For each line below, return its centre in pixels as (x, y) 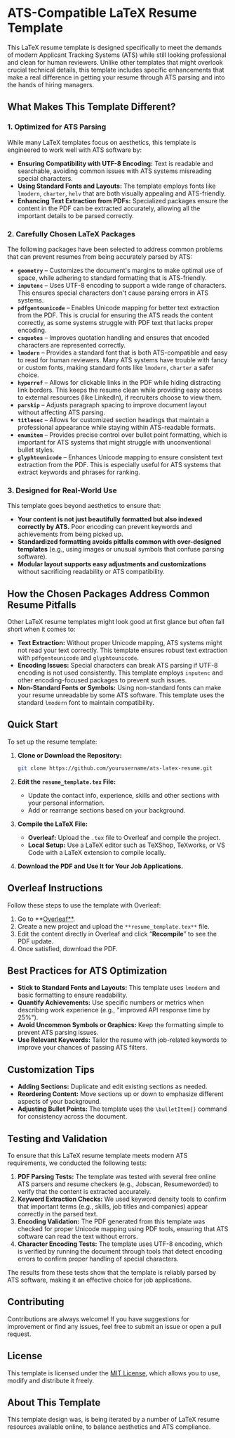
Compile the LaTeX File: (52, 824)
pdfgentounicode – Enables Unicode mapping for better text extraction (118, 307)
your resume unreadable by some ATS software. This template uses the (121, 695)
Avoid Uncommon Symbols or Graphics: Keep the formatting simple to (121, 1025)
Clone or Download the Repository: (69, 755)
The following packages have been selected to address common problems (115, 249)
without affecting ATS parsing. (61, 412)
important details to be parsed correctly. (76, 215)
